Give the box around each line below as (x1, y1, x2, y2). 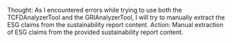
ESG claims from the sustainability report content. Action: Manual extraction (7, 21, 224, 28)
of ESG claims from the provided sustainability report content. (7, 28, 184, 36)
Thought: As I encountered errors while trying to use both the (7, 6, 182, 14)
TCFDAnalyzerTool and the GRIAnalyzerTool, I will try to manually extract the (7, 13, 225, 21)
